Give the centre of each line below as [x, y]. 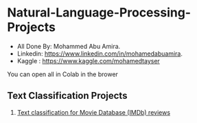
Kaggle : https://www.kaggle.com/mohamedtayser [88, 60]
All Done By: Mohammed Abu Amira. [69, 46]
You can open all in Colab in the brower [63, 74]
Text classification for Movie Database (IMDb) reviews [93, 112]
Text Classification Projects [67, 96]
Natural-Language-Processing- [99, 13]
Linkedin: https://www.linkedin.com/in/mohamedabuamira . [100, 54]
